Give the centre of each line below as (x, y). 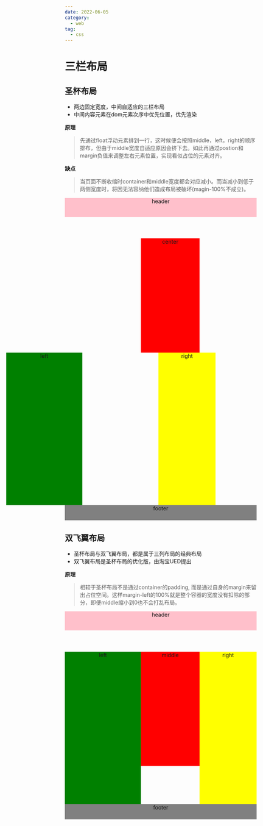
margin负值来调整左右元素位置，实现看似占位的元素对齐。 (153, 155)
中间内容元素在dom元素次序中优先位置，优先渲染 (135, 115)
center (170, 242)
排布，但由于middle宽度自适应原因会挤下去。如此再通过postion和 (162, 148)
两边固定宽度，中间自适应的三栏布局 (119, 107)
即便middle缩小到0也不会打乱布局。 (135, 602)
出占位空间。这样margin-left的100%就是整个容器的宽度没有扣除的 (162, 594)
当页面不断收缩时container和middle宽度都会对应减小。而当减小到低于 (167, 182)
